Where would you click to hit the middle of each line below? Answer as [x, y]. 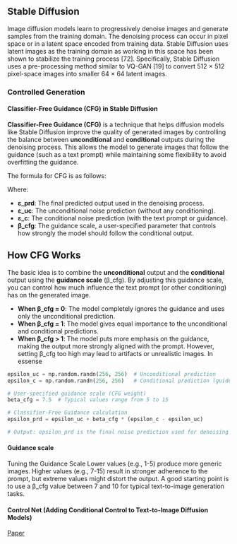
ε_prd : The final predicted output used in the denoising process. [111, 203]
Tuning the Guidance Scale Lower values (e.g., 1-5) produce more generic [115, 464]
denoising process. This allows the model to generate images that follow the [118, 147]
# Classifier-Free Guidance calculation [68, 413]
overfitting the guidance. [43, 162]
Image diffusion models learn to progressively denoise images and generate [118, 28]
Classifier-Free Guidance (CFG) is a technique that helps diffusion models [116, 124]
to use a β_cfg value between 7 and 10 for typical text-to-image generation [116, 486]
